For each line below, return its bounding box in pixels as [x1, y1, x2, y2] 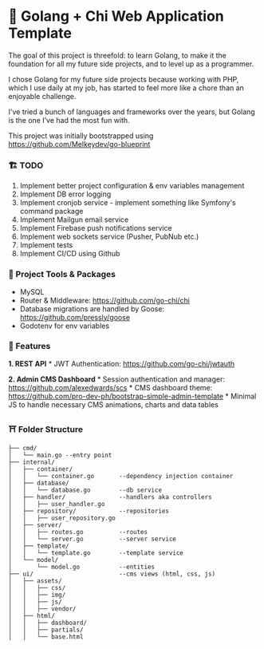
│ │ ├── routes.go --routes [8, 528, 148, 536]
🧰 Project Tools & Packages [8, 269, 116, 280]
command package [19, 207, 84, 216]
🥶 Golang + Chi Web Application [8, 7, 225, 26]
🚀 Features [8, 341, 51, 352]
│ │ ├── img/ [8, 591, 66, 600]
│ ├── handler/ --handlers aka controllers [8, 493, 213, 501]
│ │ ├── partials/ [8, 626, 84, 634]
